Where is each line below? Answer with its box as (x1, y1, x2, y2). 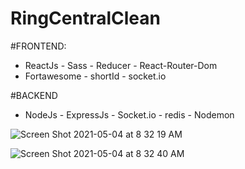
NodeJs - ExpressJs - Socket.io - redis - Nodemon (24, 108, 235, 121)
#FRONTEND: (10, 40, 67, 52)
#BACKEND (10, 89, 58, 101)
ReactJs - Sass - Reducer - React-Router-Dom (24, 59, 218, 71)
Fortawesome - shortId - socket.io (24, 70, 167, 82)
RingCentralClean (10, 7, 161, 30)
